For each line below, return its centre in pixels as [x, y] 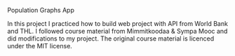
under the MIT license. [40, 46]
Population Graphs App [41, 10]
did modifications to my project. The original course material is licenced [111, 38]
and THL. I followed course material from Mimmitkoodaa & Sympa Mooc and [117, 31]
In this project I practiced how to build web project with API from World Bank [117, 23]
